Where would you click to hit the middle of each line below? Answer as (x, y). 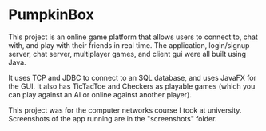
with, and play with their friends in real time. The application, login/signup (129, 45)
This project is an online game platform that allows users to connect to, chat (133, 37)
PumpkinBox (51, 15)
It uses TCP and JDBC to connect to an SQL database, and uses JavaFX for (133, 77)
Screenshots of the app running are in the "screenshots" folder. (113, 118)
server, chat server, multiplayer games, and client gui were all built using (127, 54)
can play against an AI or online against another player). (100, 94)
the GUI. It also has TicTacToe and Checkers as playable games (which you (132, 86)
